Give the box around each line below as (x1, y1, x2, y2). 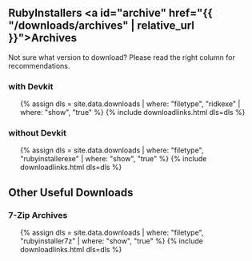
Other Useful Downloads (8, 185, 134, 199)
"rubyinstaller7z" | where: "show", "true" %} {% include (19, 236, 204, 246)
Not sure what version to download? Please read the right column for (8, 52, 236, 62)
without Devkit (8, 128, 66, 139)
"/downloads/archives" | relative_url (8, 19, 194, 33)
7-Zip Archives (8, 209, 68, 220)
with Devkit (8, 81, 54, 92)
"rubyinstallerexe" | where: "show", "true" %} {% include (19, 154, 207, 164)
